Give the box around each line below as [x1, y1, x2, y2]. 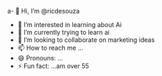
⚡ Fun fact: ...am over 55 [17, 62, 90, 70]
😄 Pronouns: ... [17, 54, 64, 62]
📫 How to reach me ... [17, 43, 83, 52]
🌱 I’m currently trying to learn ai [17, 28, 110, 36]
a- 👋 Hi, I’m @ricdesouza [7, 7, 80, 15]
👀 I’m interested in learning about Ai [17, 21, 122, 28]
